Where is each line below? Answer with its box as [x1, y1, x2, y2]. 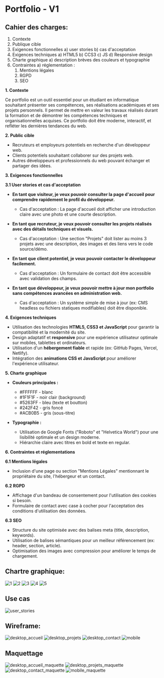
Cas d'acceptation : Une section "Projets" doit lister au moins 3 [19, 236, 147, 241]
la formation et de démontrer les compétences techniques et [5, 113, 127, 118]
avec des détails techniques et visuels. [12, 226, 94, 232]
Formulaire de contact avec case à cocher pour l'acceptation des [12, 503, 144, 508]
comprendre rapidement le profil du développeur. [12, 197, 115, 202]
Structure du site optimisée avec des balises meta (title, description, [12, 527, 150, 533]
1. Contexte [5, 87, 28, 93]
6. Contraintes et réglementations [5, 449, 75, 455]
